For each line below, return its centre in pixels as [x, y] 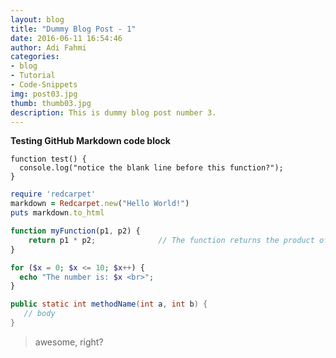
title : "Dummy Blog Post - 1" [73, 29]
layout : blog [37, 19]
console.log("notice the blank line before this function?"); [151, 168]
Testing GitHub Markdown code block [90, 141]
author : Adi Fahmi [48, 47]
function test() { [48, 159]
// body [39, 314]
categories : [35, 57]
